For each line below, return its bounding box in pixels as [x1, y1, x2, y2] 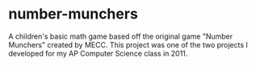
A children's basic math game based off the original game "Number [8, 31, 233, 41]
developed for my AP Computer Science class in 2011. [8, 48, 188, 58]
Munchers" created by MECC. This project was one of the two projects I [8, 39, 249, 49]
